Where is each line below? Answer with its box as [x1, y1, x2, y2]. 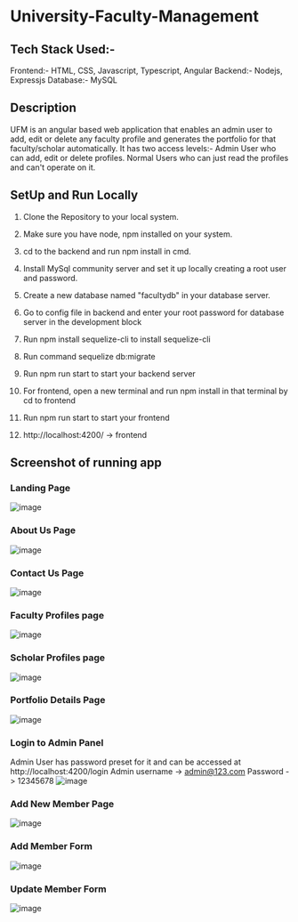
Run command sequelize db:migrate [22, 351, 156, 361]
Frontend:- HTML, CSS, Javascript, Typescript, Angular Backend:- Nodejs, [10, 65, 283, 76]
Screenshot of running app [10, 456, 163, 471]
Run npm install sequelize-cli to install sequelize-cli [22, 334, 212, 344]
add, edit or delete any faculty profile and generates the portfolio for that [10, 133, 277, 144]
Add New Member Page [10, 798, 115, 811]
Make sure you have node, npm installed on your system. [22, 229, 233, 239]
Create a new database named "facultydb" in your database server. [22, 289, 270, 300]
